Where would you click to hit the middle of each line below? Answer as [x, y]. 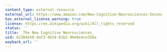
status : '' [16, 28]
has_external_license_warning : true [43, 19]
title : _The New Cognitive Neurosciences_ [50, 33]
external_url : [20, 14]
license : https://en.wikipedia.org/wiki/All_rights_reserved [70, 24]
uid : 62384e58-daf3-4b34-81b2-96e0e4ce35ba [51, 38]
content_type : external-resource [40, 10]
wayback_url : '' [22, 42]
